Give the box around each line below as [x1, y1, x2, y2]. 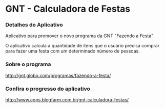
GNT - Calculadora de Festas [5, 3, 131, 15]
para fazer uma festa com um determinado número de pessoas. [5, 48, 140, 54]
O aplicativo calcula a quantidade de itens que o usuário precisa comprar [5, 43, 160, 49]
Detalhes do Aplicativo [5, 21, 63, 29]
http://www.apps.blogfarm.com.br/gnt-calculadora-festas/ [5, 97, 129, 103]
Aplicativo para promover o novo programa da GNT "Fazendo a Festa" [5, 33, 154, 39]
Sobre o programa [5, 61, 51, 68]
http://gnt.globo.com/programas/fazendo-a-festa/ [5, 72, 111, 78]
